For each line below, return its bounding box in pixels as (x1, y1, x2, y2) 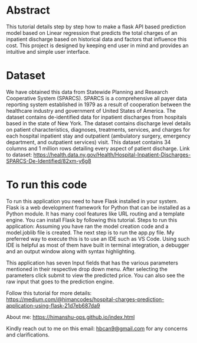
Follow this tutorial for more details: (6, 289, 92, 296)
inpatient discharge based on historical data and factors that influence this (6, 35, 187, 43)
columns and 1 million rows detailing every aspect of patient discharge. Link (6, 145, 190, 152)
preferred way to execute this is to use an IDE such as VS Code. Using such (6, 235, 190, 242)
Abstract (6, 4, 50, 17)
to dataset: (6, 151, 32, 158)
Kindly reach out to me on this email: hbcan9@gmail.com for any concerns (6, 325, 188, 332)
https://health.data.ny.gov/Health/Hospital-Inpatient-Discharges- (33, 151, 191, 158)
